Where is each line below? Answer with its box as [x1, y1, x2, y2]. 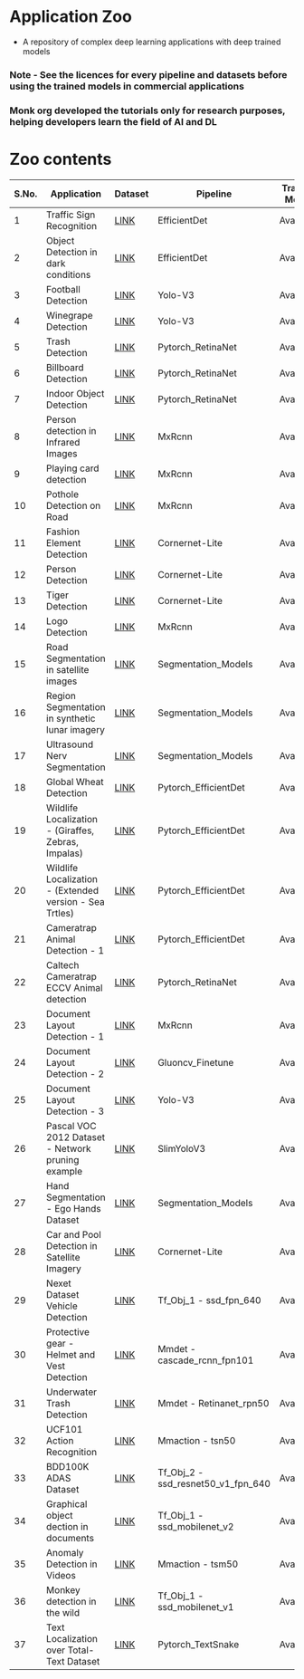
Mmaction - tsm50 [157, 1558, 239, 1570]
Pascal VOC [46, 1119, 97, 1132]
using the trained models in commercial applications [9, 80, 244, 92]
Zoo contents [9, 149, 112, 169]
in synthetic [46, 712, 96, 724]
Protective [46, 1325, 90, 1338]
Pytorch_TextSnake [157, 1637, 240, 1650]
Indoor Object [46, 387, 105, 399]
